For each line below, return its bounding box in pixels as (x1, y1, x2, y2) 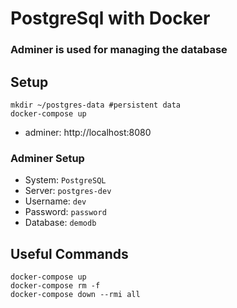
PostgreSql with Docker (10, 7, 211, 30)
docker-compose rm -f (10, 281, 101, 291)
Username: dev (24, 195, 87, 207)
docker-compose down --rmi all (10, 290, 141, 300)
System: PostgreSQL (24, 174, 107, 186)
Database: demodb (24, 217, 97, 229)
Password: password (24, 206, 107, 218)
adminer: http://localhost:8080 (24, 126, 152, 138)
